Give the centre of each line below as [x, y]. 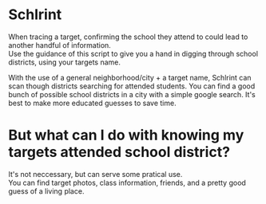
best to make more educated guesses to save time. [93, 103]
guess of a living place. [46, 191]
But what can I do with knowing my [126, 135]
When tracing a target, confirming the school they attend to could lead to [128, 37]
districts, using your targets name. [65, 62]
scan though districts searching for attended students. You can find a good [132, 86]
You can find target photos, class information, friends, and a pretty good [127, 182]
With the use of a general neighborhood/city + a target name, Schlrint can [130, 77]
